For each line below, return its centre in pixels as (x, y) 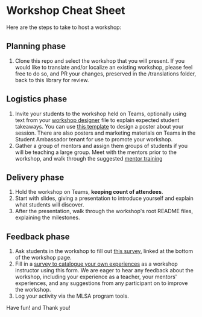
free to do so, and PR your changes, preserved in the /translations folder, (106, 74)
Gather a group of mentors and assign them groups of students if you (101, 146)
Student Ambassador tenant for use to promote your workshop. (94, 139)
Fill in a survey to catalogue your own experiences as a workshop (96, 264)
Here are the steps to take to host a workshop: (64, 27)
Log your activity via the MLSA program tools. (72, 296)
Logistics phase (37, 99)
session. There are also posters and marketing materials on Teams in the (105, 133)
